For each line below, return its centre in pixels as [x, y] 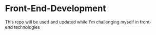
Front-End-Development [56, 9]
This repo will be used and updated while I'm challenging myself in [72, 22]
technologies [27, 27]
